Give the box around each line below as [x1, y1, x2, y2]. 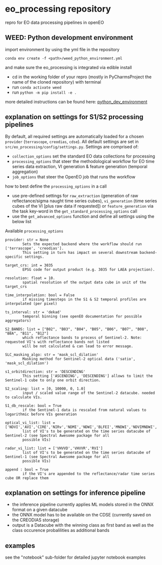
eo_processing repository [5, 3, 111, 15]
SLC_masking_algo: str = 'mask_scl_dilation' [5, 352, 98, 357]
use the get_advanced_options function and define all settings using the [12, 213, 155, 219]
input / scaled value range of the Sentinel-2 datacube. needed [22, 390, 155, 395]
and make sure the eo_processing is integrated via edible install [5, 64, 132, 70]
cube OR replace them [5, 476, 49, 480]
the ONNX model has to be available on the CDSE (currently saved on [12, 512, 151, 518]
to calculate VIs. [5, 395, 42, 400]
